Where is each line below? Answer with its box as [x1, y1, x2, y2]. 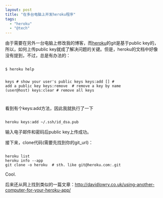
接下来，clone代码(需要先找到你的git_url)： [5, 139, 93, 145]
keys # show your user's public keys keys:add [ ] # [5, 79, 114, 85]
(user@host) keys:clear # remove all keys [5, 88, 94, 93]
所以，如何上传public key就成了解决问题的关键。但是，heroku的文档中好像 [5, 46, 158, 52]
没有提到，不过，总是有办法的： [5, 53, 71, 59]
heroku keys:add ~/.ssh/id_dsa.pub [5, 119, 79, 124]
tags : [5, 16, 16, 21]
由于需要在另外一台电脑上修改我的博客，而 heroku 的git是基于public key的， [5, 40, 159, 46]
